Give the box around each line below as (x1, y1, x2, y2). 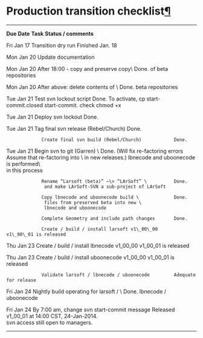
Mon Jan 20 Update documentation (6, 53, 95, 61)
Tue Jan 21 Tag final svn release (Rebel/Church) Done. (6, 125, 142, 132)
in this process (6, 167, 43, 174)
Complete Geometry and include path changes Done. (41, 215, 188, 222)
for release (6, 277, 36, 283)
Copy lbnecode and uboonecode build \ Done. (41, 194, 188, 200)
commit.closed (6, 101, 43, 108)
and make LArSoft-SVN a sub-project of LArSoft (44, 184, 166, 190)
